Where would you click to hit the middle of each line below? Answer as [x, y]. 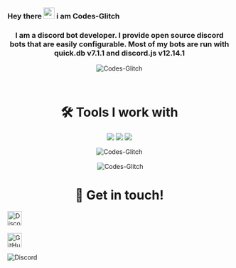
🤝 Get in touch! [119, 195]
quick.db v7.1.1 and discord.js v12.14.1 [119, 53]
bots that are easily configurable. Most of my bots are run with [119, 44]
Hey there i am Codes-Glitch [64, 16]
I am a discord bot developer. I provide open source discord [119, 35]
